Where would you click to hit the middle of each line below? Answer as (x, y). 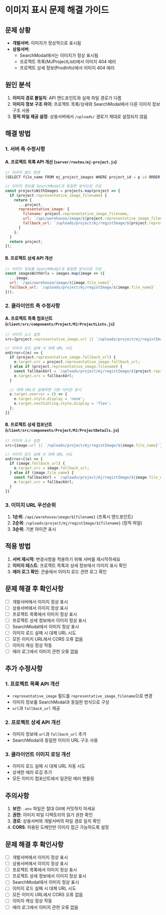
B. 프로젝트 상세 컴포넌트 (29, 425)
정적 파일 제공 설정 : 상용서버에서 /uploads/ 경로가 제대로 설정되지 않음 (80, 116)
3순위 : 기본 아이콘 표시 (34, 529)
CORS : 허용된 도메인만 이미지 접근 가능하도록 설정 (61, 827)
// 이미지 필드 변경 (23, 173)
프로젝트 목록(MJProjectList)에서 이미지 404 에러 (68, 62)
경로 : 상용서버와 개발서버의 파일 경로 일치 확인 (57, 821)
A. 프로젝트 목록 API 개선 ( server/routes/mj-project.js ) (61, 161)
